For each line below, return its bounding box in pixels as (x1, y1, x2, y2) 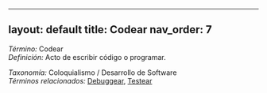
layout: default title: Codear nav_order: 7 (8, 23, 212, 36)
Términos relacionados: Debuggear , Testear (8, 76, 153, 85)
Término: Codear (8, 44, 64, 54)
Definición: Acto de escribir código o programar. (8, 52, 167, 61)
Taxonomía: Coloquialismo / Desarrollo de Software (8, 68, 177, 77)
